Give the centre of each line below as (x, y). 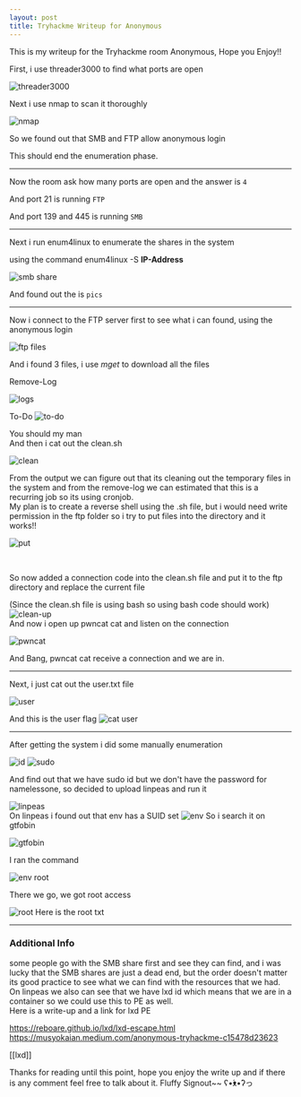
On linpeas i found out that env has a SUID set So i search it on (138, 816)
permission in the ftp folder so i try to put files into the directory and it (138, 515)
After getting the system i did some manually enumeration (116, 744)
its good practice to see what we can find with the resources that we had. (145, 981)
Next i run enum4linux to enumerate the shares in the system (122, 242)
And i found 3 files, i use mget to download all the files (110, 364)
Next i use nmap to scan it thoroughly (78, 103)
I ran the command (44, 859)
